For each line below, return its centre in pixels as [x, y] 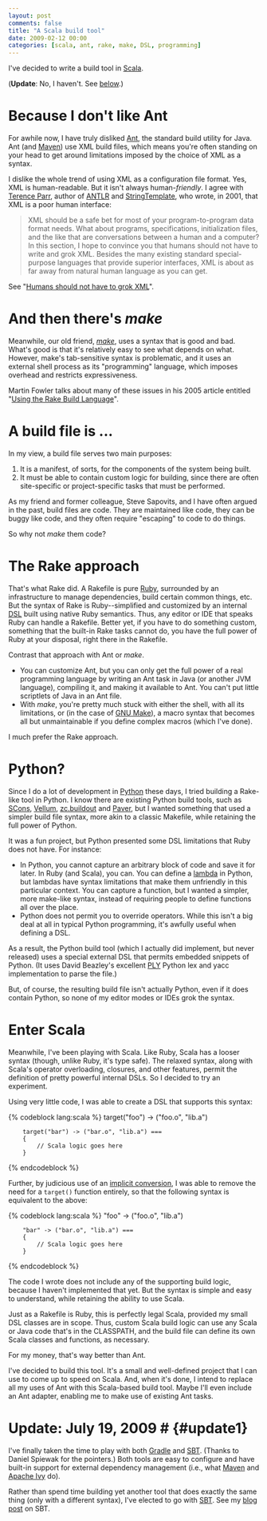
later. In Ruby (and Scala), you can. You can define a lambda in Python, [136, 873]
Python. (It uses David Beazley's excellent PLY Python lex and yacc [119, 965]
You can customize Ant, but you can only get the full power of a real [131, 670]
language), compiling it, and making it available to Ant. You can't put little [139, 687]
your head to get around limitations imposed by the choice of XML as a [125, 155]
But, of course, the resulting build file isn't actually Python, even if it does [128, 989]
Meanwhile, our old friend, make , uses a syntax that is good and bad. [122, 341]
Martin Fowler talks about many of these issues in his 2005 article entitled [130, 390]
